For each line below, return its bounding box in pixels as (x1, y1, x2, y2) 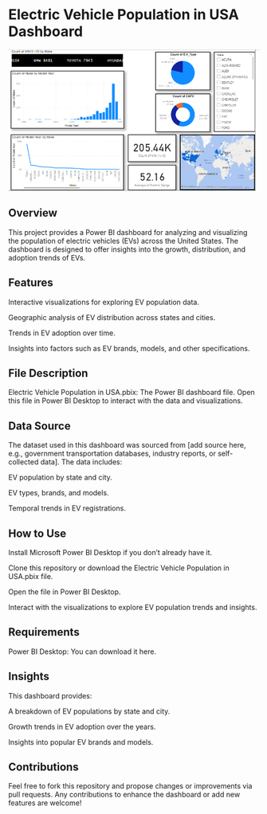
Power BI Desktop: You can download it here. (8, 647, 157, 656)
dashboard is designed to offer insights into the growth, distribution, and (8, 245, 245, 254)
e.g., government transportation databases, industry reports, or (8, 448, 217, 459)
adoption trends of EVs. (8, 252, 86, 262)
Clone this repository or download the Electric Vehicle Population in (8, 563, 230, 573)
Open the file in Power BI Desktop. (8, 587, 121, 597)
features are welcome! (8, 798, 82, 808)
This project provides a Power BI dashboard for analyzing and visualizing (8, 227, 248, 237)
